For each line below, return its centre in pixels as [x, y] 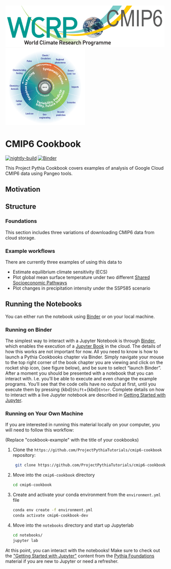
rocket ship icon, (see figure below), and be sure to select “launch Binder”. [83, 368]
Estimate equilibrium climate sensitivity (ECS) [60, 272]
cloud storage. [20, 238]
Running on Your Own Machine [44, 413]
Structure [21, 207]
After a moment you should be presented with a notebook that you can [79, 373]
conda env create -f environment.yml [53, 510]
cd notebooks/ [27, 535]
